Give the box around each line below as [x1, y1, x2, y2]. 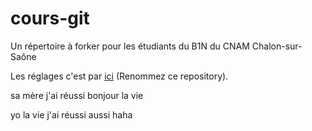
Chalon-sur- [251, 40, 303, 52]
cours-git [10, 7, 90, 30]
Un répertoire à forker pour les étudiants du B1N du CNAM [10, 40, 250, 52]
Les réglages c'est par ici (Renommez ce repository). [10, 70, 229, 82]
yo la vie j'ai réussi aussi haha [10, 108, 133, 121]
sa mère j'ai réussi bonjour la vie [10, 89, 144, 101]
